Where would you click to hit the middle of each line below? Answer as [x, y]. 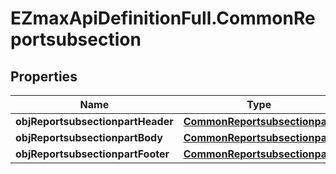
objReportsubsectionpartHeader [94, 121]
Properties [44, 76]
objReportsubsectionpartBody [89, 137]
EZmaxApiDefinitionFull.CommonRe [163, 18]
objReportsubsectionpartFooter [92, 154]
